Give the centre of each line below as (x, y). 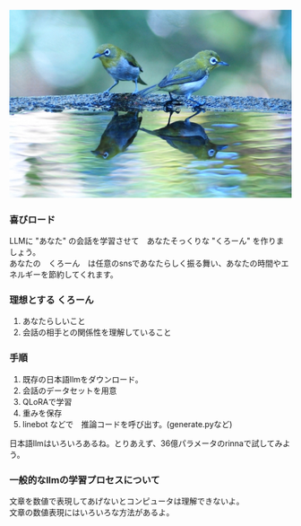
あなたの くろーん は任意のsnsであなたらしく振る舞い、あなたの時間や (145, 263)
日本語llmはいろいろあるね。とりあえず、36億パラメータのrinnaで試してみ (146, 443)
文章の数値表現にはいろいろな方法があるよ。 (92, 512)
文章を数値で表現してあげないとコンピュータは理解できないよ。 (127, 501)
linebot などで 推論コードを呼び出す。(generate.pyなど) (127, 424)
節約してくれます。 (83, 274)
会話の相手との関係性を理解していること (97, 332)
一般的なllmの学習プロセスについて (85, 479)
